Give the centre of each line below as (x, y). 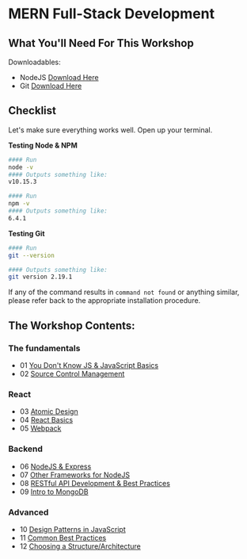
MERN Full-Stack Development (112, 14)
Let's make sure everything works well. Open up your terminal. (110, 130)
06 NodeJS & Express (55, 466)
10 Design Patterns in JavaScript (73, 529)
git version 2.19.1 (40, 277)
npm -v (19, 204)
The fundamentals (44, 348)
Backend (26, 449)
